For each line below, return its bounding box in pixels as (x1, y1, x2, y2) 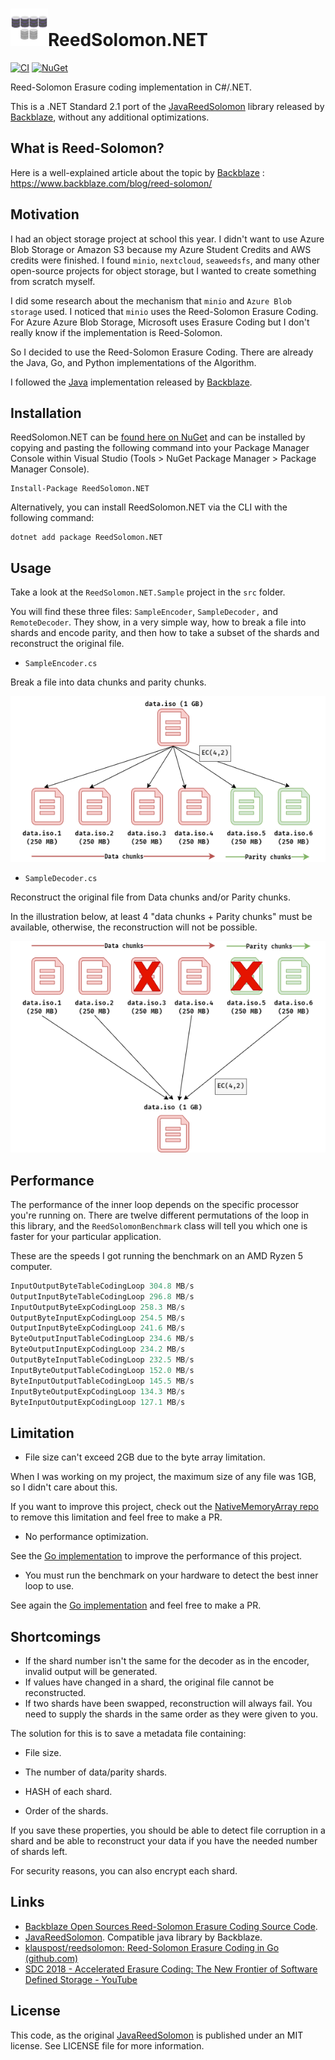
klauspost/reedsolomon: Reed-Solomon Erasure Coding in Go (24, 1941, 280, 1953)
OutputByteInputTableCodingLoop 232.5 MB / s (10, 1355, 195, 1365)
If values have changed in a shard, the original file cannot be (24, 1676, 275, 1688)
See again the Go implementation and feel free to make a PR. (10, 1599, 262, 1612)
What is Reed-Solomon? (10, 140, 165, 157)
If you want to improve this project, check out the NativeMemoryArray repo (10, 1501, 319, 1513)
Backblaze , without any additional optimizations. (10, 111, 210, 123)
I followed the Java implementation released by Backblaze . (10, 376, 253, 388)
